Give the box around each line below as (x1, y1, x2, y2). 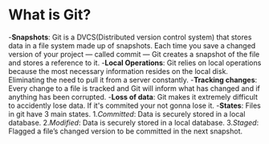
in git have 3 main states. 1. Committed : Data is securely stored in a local (8, 109, 246, 118)
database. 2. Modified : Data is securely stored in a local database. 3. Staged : (8, 117, 259, 127)
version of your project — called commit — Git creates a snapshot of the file (8, 49, 260, 59)
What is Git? (8, 6, 92, 24)
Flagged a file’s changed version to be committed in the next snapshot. (8, 126, 243, 136)
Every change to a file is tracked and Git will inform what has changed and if (8, 83, 261, 93)
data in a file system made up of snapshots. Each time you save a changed (8, 40, 256, 50)
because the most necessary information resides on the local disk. (8, 66, 229, 76)
